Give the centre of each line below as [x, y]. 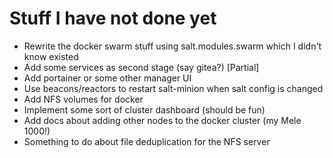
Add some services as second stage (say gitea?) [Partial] [141, 67]
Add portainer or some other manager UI [107, 78]
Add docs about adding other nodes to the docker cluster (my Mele [162, 120]
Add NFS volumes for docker [83, 99]
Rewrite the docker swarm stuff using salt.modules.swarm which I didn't [172, 46]
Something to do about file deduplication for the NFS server [147, 141]
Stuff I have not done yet [113, 18]
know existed [51, 56]
